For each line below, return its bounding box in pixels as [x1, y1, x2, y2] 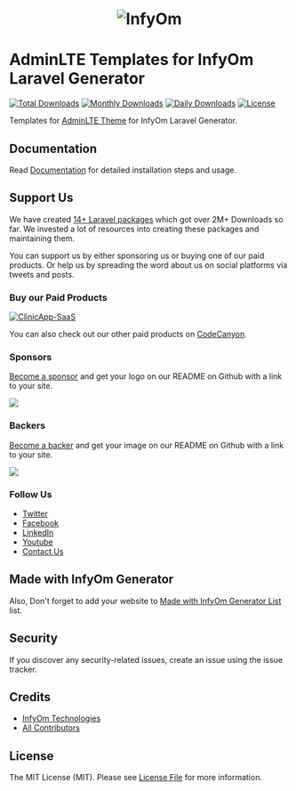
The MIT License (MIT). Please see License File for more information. [9, 772, 262, 783]
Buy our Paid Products [9, 291, 108, 303]
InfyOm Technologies [21, 713, 101, 724]
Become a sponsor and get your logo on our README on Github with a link [9, 371, 283, 382]
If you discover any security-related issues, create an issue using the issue [9, 654, 283, 665]
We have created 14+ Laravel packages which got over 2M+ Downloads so [9, 214, 284, 224]
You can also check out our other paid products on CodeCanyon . [9, 329, 247, 340]
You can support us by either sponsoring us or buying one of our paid [9, 250, 265, 261]
